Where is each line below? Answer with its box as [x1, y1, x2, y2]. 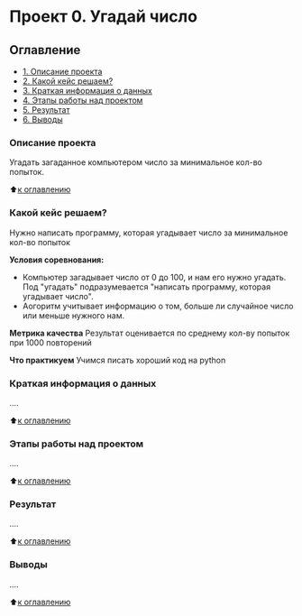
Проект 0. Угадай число [9, 6, 198, 27]
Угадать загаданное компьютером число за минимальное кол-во [9, 157, 263, 168]
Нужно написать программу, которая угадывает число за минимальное [9, 227, 288, 238]
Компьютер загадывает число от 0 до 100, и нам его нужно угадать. [22, 271, 287, 282]
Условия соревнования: [9, 254, 105, 265]
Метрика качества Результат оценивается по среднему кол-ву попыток [9, 327, 290, 338]
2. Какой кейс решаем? [22, 76, 114, 87]
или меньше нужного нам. [22, 309, 124, 321]
